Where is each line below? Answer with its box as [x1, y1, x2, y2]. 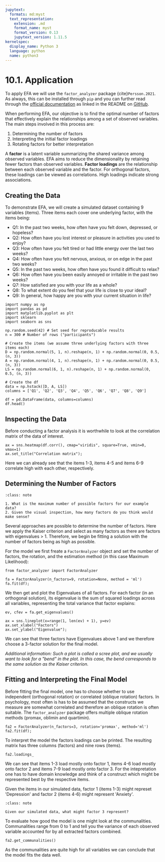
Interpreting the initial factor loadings [12, 136, 88, 142]
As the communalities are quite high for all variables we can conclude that [5, 847, 155, 853]
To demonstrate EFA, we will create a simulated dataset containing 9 [5, 204, 144, 210]
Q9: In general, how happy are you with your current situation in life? [12, 293, 152, 299]
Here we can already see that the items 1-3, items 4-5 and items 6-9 [5, 460, 144, 466]
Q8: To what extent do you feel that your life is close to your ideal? [12, 287, 147, 294]
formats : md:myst [9, 12, 45, 17]
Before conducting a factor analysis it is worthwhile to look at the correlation [5, 428, 160, 434]
